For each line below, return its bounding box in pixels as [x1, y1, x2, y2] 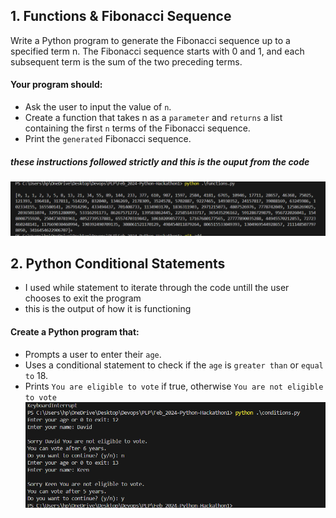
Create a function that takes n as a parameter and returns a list [24, 112, 283, 124]
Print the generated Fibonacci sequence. [24, 133, 192, 145]
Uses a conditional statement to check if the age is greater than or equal [24, 359, 324, 371]
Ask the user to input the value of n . [24, 101, 172, 113]
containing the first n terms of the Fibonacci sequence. [24, 122, 251, 134]
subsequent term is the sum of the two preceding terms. [10, 55, 243, 68]
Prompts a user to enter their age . [24, 348, 162, 360]
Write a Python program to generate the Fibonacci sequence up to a [10, 34, 291, 46]
